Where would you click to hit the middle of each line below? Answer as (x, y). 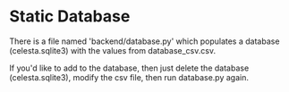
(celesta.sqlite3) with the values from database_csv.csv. (113, 50)
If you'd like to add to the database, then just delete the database (129, 68)
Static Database (70, 17)
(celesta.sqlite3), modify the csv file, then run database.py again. (129, 77)
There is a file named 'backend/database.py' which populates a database (144, 41)
